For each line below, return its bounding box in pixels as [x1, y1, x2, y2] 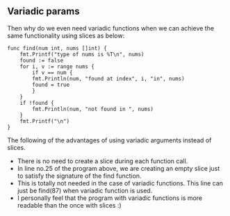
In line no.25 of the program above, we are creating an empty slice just [17, 164, 220, 172]
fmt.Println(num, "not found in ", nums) [32, 106, 154, 113]
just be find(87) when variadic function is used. [17, 186, 153, 194]
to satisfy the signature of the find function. [17, 172, 142, 180]
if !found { [19, 99, 54, 106]
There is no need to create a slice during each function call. [17, 156, 188, 165]
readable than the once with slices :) [17, 201, 122, 209]
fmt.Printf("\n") [19, 117, 70, 124]
